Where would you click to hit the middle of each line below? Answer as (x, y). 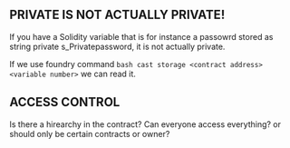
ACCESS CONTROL (65, 102)
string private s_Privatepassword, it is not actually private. (117, 46)
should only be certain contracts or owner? (90, 133)
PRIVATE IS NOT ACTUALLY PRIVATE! (117, 15)
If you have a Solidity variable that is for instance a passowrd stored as (141, 36)
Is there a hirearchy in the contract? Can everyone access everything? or (145, 124)
